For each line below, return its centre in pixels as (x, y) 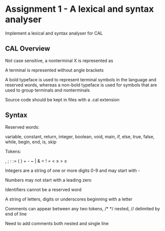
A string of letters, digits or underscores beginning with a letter (69, 199)
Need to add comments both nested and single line (57, 223)
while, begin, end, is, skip (31, 142)
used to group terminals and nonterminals (48, 90)
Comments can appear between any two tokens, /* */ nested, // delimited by (82, 208)
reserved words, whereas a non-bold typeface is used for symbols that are (81, 85)
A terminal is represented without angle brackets (54, 70)
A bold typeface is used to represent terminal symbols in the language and (81, 79)
